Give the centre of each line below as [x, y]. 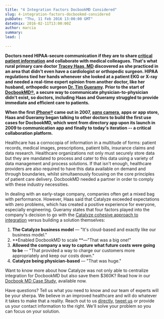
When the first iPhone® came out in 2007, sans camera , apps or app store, [82, 112]
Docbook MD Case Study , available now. [46, 281]
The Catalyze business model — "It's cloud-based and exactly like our [84, 230]
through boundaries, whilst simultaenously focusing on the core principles [80, 174]
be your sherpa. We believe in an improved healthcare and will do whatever [81, 295]
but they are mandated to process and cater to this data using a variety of [79, 158]
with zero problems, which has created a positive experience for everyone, [81, 204]
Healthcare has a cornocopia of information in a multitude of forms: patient [81, 143]
